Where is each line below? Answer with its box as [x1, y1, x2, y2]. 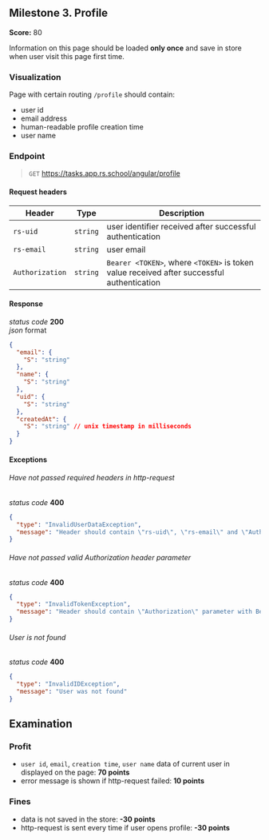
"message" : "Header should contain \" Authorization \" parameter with [16, 607, 252, 616]
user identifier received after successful [106, 221, 256, 232]
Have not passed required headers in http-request [9, 473, 175, 483]
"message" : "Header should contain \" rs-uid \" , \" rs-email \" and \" [16, 527, 249, 536]
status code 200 [9, 316, 65, 326]
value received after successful [106, 267, 224, 278]
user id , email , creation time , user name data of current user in [20, 759, 230, 769]
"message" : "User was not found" [16, 687, 128, 696]
